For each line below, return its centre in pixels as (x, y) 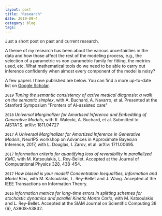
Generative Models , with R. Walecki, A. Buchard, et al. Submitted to (72, 120)
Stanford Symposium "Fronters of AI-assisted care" (56, 105)
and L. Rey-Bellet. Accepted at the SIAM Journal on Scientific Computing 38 (81, 203)
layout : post (18, 9)
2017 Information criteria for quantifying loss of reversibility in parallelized (79, 154)
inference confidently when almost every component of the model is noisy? (80, 71)
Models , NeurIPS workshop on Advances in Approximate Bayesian (71, 139)
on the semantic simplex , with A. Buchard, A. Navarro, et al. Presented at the (81, 100)
